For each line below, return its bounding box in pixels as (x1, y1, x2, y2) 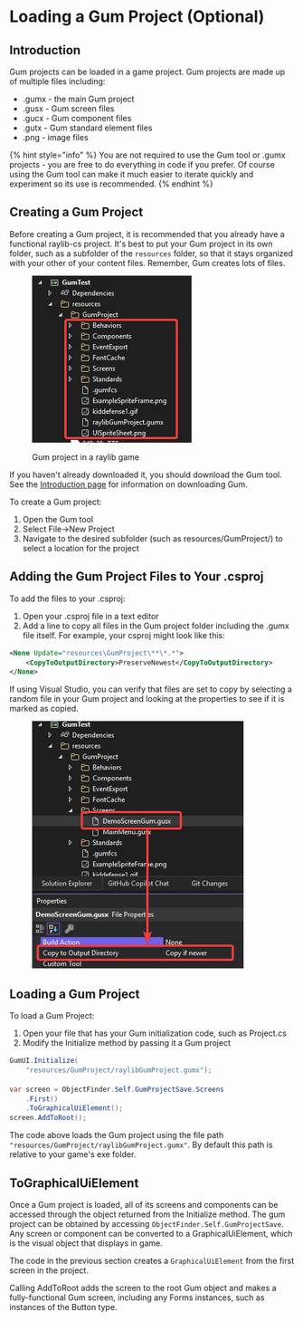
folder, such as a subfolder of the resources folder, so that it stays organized (9, 247, 294, 259)
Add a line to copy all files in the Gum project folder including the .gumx (22, 620, 289, 631)
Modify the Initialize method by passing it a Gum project (22, 1038, 232, 1048)
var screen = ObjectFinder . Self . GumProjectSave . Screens (9, 1085, 224, 1094)
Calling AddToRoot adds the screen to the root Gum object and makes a (9, 1283, 278, 1293)
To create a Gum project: (9, 496, 102, 507)
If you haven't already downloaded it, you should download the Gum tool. (9, 469, 282, 480)
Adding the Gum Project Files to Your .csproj (9, 569, 264, 585)
